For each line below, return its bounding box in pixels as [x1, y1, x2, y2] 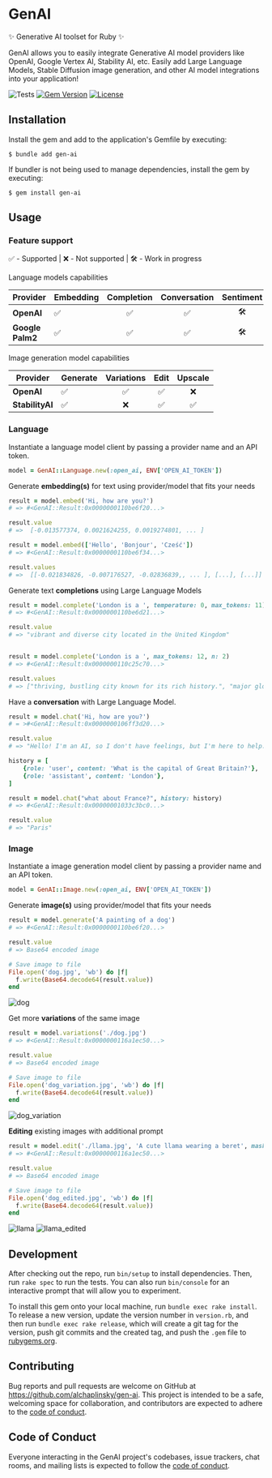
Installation [8, 113, 66, 126]
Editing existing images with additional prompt [8, 1126, 164, 1136]
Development [8, 1247, 79, 1261]
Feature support [8, 235, 74, 246]
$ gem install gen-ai [8, 188, 82, 197]
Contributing [8, 1360, 74, 1373]
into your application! [8, 74, 79, 84]
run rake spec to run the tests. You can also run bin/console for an [8, 1278, 230, 1287]
